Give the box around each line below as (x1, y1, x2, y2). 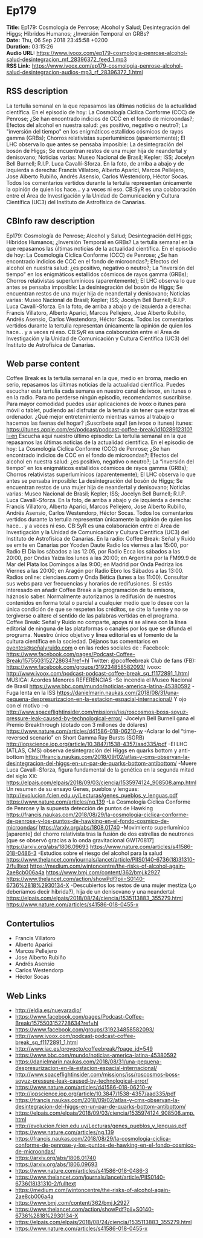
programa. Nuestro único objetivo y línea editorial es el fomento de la (6, 631, 178, 639)
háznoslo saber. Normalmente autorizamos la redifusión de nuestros (6, 593, 176, 600)
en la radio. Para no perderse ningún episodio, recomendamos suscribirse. (6, 394, 192, 401)
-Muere (178, 759, 197, 767)
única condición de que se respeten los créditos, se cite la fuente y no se (6, 605, 188, 613)
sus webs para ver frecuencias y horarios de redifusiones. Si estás (6, 580, 172, 587)
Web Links (6, 990, 47, 1001)
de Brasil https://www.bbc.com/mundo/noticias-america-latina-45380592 (6, 683, 191, 690)
